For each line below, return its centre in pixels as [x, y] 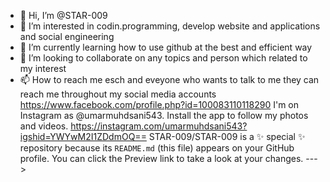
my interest [43, 68]
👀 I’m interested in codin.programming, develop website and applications [170, 26]
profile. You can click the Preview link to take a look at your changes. [161, 158]
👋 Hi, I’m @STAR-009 [63, 15]
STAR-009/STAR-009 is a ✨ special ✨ [227, 136]
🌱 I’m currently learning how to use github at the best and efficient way [166, 47]
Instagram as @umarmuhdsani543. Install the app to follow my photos [164, 115]
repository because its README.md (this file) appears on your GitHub [157, 148]
